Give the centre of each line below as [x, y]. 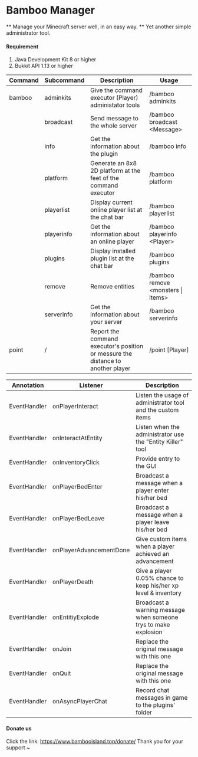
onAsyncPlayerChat [80, 702]
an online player [112, 241]
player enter [152, 490]
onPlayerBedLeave [78, 519]
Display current [111, 202]
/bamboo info [168, 146]
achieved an [152, 554]
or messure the [111, 353]
